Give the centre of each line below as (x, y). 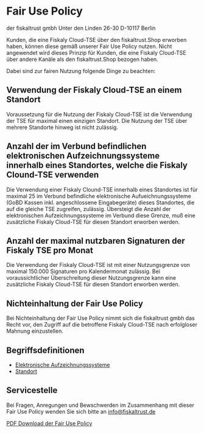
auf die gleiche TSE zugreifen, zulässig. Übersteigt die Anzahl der (89, 209)
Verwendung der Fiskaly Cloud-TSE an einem (94, 90)
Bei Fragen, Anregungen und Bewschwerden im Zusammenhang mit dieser (100, 405)
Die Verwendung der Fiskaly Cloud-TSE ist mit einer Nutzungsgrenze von (98, 265)
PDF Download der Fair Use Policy (49, 423)
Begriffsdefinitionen (45, 350)
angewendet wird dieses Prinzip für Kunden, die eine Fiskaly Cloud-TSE (97, 52)
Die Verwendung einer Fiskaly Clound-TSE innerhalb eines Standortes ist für (102, 189)
